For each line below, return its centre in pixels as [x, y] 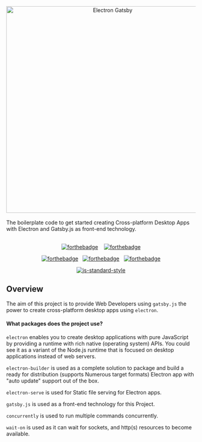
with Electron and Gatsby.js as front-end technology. [71, 229]
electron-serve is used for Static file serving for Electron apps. [84, 393]
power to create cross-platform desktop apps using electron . [82, 310]
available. [18, 434]
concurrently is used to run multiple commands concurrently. [82, 416]
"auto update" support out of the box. [53, 381]
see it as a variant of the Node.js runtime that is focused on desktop [90, 350]
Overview [25, 289]
